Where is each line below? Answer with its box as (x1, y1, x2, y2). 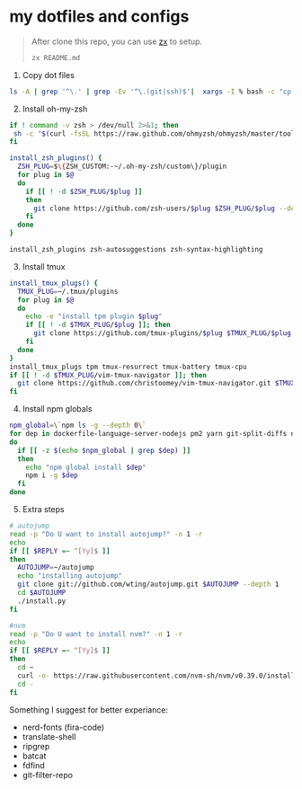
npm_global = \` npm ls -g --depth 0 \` (9, 421, 147, 430)
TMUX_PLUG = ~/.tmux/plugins (17, 287, 119, 296)
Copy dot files (22, 69, 75, 80)
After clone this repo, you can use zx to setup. (31, 36, 203, 47)
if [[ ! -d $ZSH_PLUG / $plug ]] (25, 187, 143, 196)
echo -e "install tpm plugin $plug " (25, 312, 164, 321)
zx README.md (31, 53, 81, 62)
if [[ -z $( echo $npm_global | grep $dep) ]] (17, 446, 191, 455)
